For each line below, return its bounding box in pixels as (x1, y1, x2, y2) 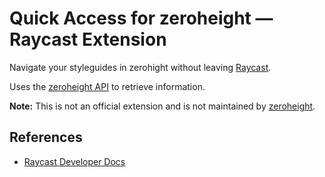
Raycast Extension (9, 28, 167, 51)
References (9, 129, 83, 146)
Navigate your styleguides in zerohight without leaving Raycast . (9, 61, 272, 73)
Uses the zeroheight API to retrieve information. (9, 80, 206, 92)
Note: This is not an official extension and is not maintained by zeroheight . (9, 100, 316, 112)
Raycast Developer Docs (23, 155, 126, 167)
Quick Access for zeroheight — (9, 7, 274, 30)
